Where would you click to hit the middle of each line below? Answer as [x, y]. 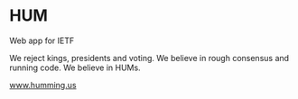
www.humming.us [43, 85]
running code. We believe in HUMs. [75, 67]
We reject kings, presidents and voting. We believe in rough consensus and [149, 58]
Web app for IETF [42, 40]
